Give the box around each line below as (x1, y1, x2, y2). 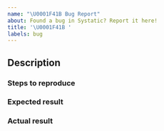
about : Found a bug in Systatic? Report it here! (7, 17, 158, 24)
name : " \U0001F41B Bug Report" (7, 10, 101, 18)
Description (7, 56, 61, 68)
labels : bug (7, 30, 43, 38)
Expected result (7, 97, 63, 107)
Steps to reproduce (7, 78, 76, 88)
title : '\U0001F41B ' (7, 23, 72, 31)
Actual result (7, 116, 53, 126)
